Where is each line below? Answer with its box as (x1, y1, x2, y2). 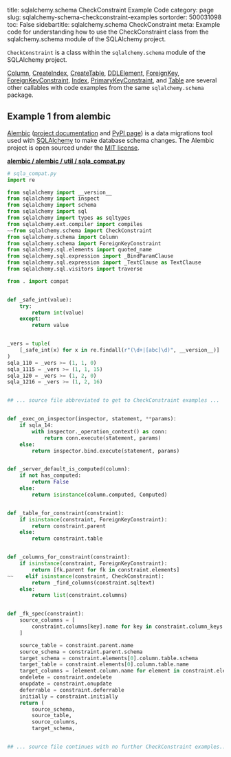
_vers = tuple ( (7, 340, 51, 348)
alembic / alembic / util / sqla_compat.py (7, 157, 126, 165)
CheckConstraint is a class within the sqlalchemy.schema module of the (7, 48, 206, 56)
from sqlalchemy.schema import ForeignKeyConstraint (7, 240, 162, 247)
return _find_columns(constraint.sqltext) (32, 579, 155, 586)
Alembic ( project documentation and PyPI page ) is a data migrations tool (7, 128, 213, 137)
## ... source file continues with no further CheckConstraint (7, 743, 192, 751)
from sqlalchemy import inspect (7, 195, 100, 202)
